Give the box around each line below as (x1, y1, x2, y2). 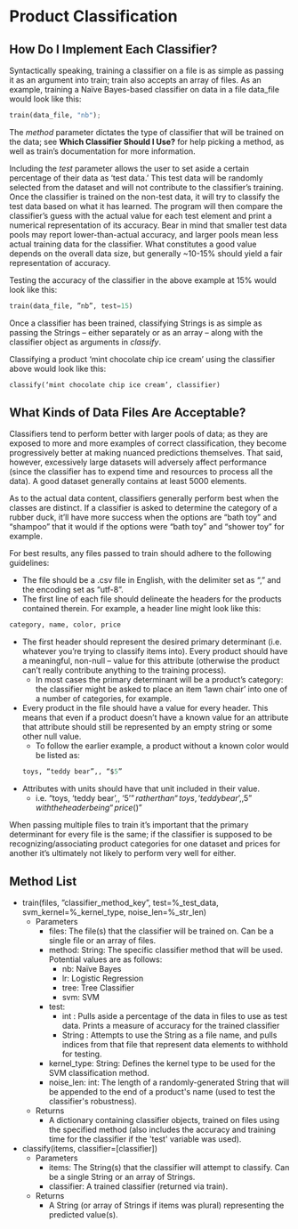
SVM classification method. (48, 1068, 149, 1078)
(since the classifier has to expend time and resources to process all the (9, 466, 273, 477)
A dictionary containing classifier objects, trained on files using (48, 1115, 280, 1125)
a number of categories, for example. (35, 693, 172, 704)
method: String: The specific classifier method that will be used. (48, 945, 283, 955)
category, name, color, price (9, 620, 122, 629)
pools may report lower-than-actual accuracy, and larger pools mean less (9, 229, 278, 239)
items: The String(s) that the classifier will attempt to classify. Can (48, 1162, 290, 1172)
